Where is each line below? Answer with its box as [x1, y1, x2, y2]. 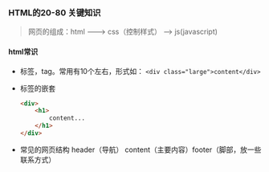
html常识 [8, 47, 39, 56]
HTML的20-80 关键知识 [8, 6, 101, 18]
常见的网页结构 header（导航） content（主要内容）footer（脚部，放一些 [19, 145, 262, 154]
